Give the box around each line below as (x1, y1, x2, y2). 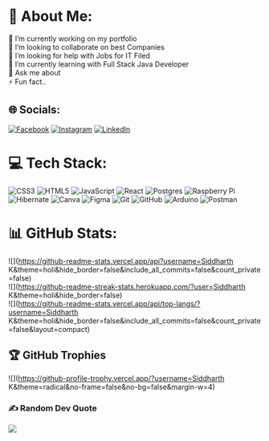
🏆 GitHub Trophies (8, 349, 107, 362)
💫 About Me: (8, 7, 93, 26)
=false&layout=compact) (8, 324, 91, 334)
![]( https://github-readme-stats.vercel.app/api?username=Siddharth (8, 256, 234, 265)
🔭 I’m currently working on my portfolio (8, 34, 137, 43)
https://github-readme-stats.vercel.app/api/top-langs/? (18, 298, 201, 308)
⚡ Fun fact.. (8, 76, 47, 87)
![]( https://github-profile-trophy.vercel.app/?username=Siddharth (8, 374, 225, 383)
